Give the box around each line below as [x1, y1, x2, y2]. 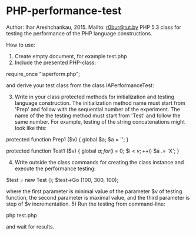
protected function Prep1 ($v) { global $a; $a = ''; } [6, 135, 129, 143]
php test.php [6, 211, 37, 219]
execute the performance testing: [14, 165, 96, 172]
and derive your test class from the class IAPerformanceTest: [6, 81, 154, 89]
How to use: [6, 41, 35, 48]
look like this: [14, 124, 47, 131]
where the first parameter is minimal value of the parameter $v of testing [6, 187, 182, 195]
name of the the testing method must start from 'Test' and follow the [14, 112, 181, 119]
